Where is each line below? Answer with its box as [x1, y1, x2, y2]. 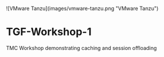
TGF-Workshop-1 [6, 26, 92, 38]
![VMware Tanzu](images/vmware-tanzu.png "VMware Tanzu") [6, 5, 159, 12]
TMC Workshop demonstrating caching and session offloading [6, 44, 157, 51]
